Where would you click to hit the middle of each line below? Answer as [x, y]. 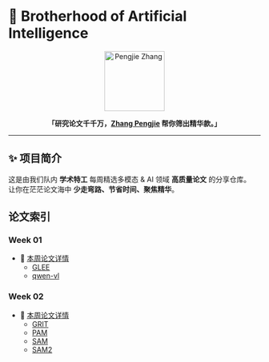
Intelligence [48, 33]
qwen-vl [46, 276]
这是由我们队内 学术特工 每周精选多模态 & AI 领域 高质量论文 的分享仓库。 [129, 179]
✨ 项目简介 [35, 159]
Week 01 [25, 241]
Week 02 [26, 296]
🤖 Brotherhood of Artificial [98, 16]
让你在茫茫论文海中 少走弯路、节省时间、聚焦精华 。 [93, 189]
